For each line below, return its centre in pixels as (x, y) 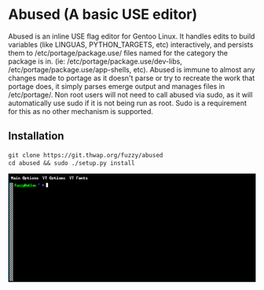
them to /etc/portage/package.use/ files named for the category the (118, 53)
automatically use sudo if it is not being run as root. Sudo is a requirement (128, 103)
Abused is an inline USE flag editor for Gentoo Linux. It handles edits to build (132, 36)
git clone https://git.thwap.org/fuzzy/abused (86, 155)
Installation (36, 136)
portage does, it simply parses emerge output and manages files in (117, 86)
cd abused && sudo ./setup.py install (71, 163)
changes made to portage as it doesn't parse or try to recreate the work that (132, 78)
